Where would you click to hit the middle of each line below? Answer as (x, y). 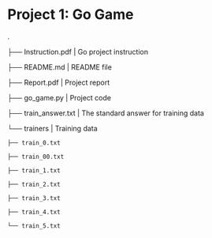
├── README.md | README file (60, 67)
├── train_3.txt (34, 198)
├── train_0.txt (34, 143)
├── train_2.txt (34, 184)
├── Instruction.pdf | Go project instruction (78, 51)
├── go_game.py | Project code (60, 97)
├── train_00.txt (36, 157)
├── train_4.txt (34, 212)
